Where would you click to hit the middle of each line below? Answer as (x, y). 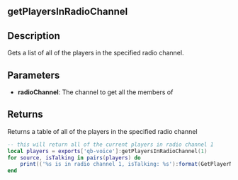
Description (34, 36)
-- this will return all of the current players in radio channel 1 (110, 145)
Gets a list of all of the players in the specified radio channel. (96, 53)
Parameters (34, 75)
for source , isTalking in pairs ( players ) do (74, 158)
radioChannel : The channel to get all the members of (95, 92)
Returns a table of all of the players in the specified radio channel (102, 131)
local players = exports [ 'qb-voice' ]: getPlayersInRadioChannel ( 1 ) (107, 151)
